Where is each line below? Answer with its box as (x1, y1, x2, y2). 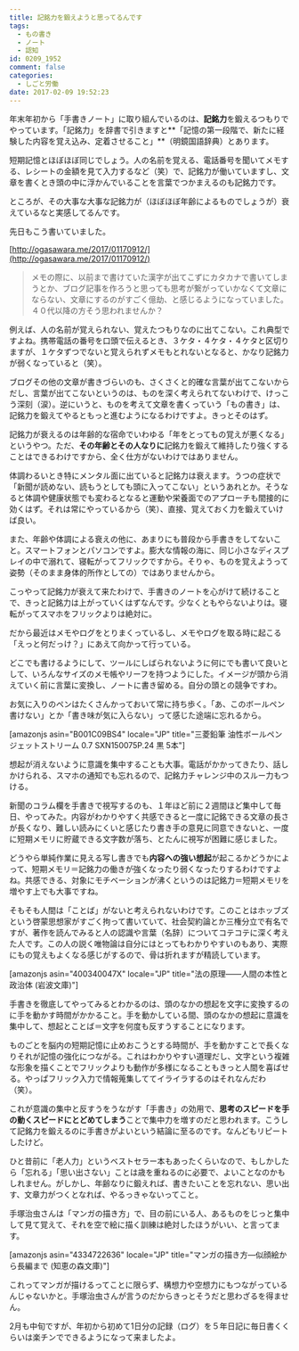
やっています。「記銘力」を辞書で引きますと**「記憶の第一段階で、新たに (9, 124, 278, 135)
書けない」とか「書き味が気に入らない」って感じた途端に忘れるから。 (9, 710, 267, 721)
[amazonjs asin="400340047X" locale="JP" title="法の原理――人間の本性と (9, 968, 288, 979)
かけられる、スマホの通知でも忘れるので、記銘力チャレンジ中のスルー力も (9, 770, 282, 780)
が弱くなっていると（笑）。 (9, 358, 107, 368)
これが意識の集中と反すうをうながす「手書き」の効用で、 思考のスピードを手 (9, 1103, 290, 1114)
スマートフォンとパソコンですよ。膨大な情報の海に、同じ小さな (24, 545, 259, 556)
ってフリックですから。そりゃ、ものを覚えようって (101, 556, 289, 566)
